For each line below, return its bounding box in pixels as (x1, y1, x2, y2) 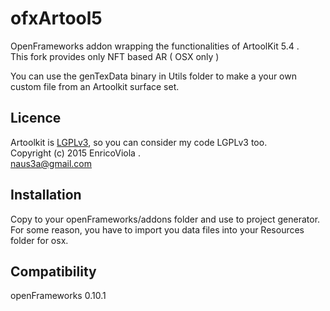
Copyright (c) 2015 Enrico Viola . (10, 147, 141, 159)
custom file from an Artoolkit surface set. (10, 80, 180, 92)
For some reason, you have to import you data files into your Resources (10, 223, 305, 236)
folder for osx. (10, 234, 69, 246)
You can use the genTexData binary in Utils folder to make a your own (10, 70, 297, 82)
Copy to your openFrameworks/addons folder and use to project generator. (10, 213, 321, 225)
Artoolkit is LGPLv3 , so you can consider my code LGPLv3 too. (10, 136, 268, 148)
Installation (10, 187, 82, 204)
